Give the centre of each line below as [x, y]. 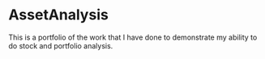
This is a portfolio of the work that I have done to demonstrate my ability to [133, 37]
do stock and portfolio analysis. [61, 45]
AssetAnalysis [59, 15]
